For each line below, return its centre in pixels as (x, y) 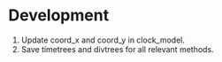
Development (59, 15)
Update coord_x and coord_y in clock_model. (103, 40)
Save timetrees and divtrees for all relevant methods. (117, 49)
